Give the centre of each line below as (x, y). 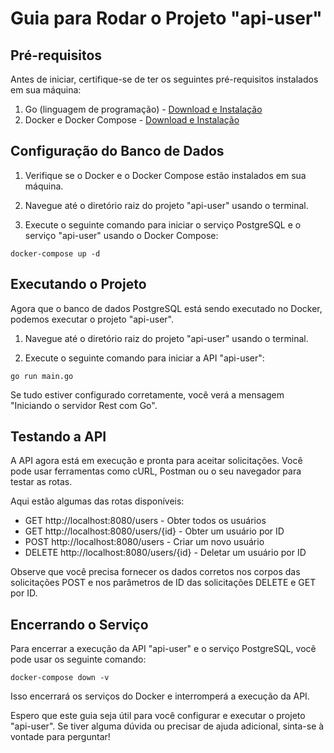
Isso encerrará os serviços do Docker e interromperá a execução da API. (160, 696)
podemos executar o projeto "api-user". (92, 319)
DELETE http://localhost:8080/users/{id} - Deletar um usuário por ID (165, 553)
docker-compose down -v (60, 678)
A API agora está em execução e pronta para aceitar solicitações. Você (156, 461)
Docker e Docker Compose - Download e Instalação (132, 120)
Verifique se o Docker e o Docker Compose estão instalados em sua (165, 175)
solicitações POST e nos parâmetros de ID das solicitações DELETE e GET (163, 583)
